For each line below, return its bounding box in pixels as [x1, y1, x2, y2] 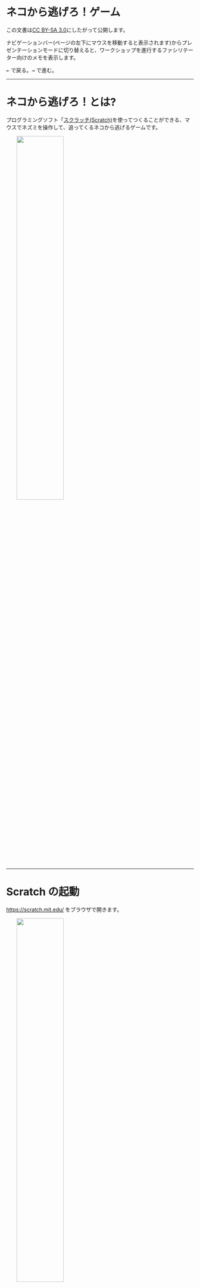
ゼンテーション [6, 46, 43, 54]
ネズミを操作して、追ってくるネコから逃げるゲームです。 [21, 124, 161, 131]
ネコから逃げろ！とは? [6, 95, 117, 109]
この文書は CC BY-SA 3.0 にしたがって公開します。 [6, 26, 129, 33]
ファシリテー [161, 46, 193, 54]
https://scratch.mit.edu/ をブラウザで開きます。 [6, 905, 123, 913]
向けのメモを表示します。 [16, 54, 79, 61]
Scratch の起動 [6, 885, 80, 899]
